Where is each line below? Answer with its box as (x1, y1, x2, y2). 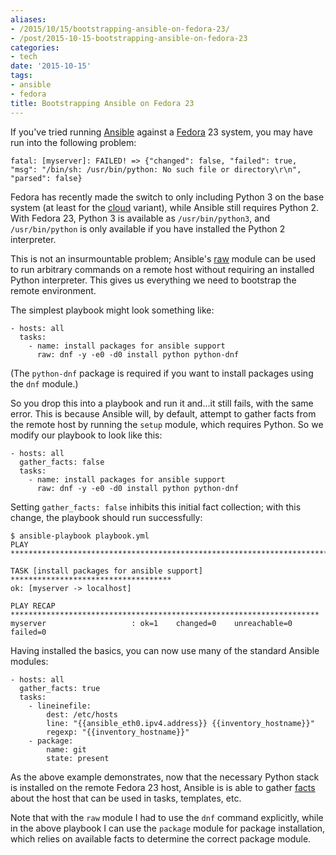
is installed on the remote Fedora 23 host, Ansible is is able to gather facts (10, 781, 316, 793)
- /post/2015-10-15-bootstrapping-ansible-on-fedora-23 (10, 33, 248, 43)
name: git (46, 744, 87, 755)
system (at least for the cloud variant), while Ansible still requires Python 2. (10, 201, 320, 213)
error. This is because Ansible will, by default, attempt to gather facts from (10, 407, 317, 420)
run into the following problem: (10, 136, 137, 148)
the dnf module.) (10, 377, 79, 390)
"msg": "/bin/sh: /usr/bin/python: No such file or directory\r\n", (10, 164, 302, 175)
